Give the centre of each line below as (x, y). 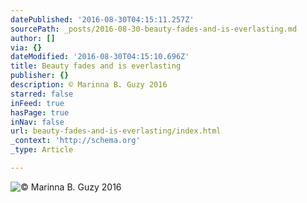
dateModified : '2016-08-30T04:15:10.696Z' (100, 57)
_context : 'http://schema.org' (75, 141)
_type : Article (42, 150)
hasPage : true (40, 112)
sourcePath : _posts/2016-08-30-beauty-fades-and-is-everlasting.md (154, 29)
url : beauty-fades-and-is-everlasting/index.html (116, 131)
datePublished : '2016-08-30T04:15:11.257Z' (102, 19)
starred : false (42, 94)
